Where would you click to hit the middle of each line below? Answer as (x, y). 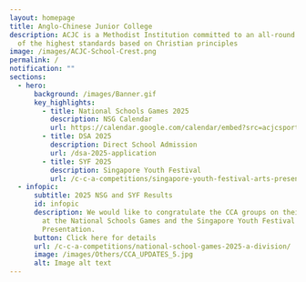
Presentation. (69, 229)
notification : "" (42, 69)
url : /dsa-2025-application (103, 153)
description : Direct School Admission (123, 145)
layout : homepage (42, 18)
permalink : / (34, 60)
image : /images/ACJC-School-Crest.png (83, 52)
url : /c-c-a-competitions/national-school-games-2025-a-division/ (162, 247)
